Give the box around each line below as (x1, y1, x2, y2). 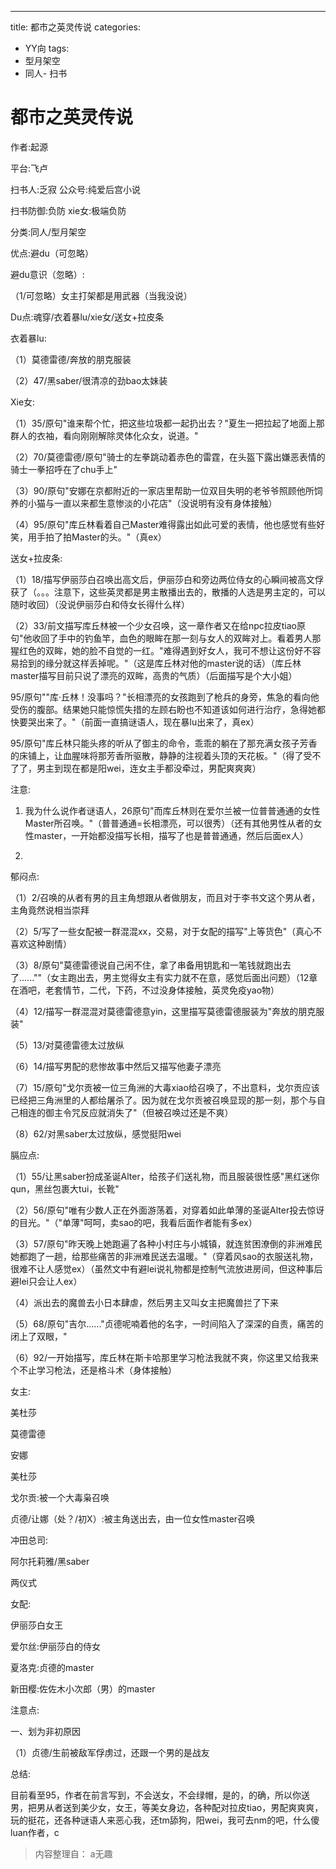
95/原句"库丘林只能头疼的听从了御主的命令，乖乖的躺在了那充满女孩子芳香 (10, 737, 318, 749)
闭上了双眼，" (10, 1330, 68, 1342)
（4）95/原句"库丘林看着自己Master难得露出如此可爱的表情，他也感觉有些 (10, 518, 317, 530)
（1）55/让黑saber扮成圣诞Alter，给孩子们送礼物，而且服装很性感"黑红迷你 (10, 1170, 320, 1182)
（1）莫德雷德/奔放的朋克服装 (10, 353, 132, 365)
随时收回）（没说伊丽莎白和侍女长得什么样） (10, 598, 190, 610)
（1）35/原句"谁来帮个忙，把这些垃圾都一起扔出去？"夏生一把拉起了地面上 (10, 417, 317, 429)
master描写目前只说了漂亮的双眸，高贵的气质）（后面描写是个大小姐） (10, 669, 298, 681)
